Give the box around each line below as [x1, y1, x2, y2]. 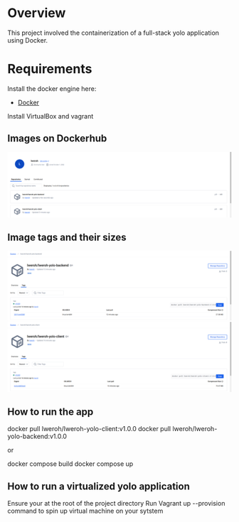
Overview [7, 5, 66, 21]
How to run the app [7, 406, 94, 418]
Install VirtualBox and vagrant [7, 112, 94, 120]
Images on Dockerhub [7, 133, 107, 145]
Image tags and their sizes [7, 232, 127, 244]
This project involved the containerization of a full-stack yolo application [7, 28, 219, 37]
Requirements [7, 61, 92, 77]
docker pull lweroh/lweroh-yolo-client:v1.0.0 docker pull [7, 425, 171, 433]
